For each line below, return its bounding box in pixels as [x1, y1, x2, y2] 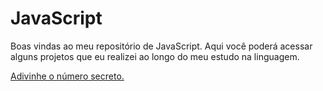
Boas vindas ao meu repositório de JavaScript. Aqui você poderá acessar [10, 40, 313, 52]
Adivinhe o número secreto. [10, 70, 125, 82]
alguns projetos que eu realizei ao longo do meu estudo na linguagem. [10, 50, 300, 62]
